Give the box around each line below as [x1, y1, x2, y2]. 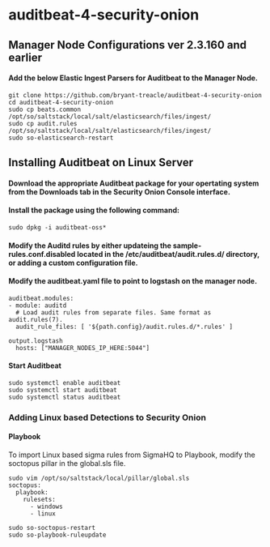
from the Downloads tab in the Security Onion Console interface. [8, 186, 230, 196]
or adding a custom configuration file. [8, 258, 139, 267]
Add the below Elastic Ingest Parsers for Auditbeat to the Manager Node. [8, 73, 259, 83]
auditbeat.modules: [8, 294, 74, 302]
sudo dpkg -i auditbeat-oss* [8, 223, 107, 232]
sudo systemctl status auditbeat [8, 393, 121, 401]
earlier [8, 50, 43, 64]
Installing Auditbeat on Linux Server [8, 156, 194, 169]
